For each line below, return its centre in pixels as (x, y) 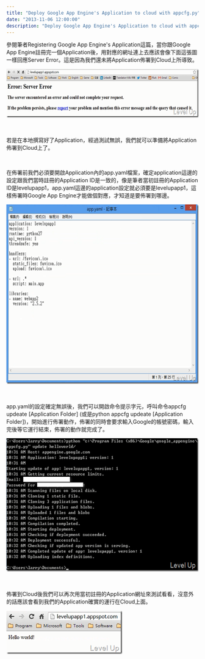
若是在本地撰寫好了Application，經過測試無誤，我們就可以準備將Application (102, 140)
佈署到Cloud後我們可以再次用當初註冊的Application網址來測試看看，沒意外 (100, 594)
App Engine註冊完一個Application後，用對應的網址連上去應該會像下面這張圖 (102, 53)
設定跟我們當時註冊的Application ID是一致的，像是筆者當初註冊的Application (102, 180)
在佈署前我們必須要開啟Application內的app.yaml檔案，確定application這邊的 (102, 173)
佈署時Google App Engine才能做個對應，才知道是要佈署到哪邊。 (92, 196)
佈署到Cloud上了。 (30, 148)
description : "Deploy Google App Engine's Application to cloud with (97, 26)
